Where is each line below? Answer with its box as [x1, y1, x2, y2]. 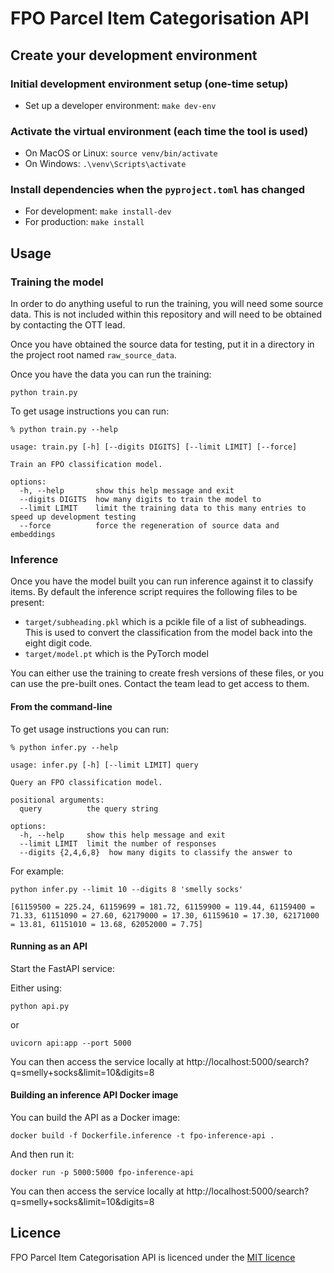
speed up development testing [10, 512, 137, 522]
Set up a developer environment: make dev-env [24, 99, 217, 111]
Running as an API [10, 940, 88, 952]
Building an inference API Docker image [10, 1089, 179, 1101]
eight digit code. [24, 637, 93, 649]
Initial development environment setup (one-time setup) [10, 77, 289, 91]
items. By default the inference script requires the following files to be [10, 586, 298, 598]
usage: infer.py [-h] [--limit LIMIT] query [10, 760, 199, 770]
